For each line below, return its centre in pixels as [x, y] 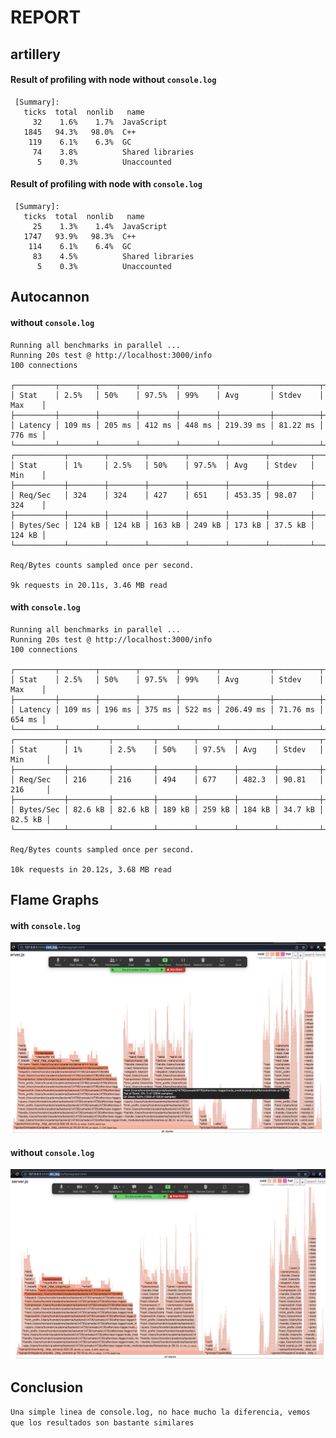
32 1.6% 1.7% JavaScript [100, 122]
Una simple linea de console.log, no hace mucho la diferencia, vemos [160, 1412]
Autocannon [50, 297]
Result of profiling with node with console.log [106, 184]
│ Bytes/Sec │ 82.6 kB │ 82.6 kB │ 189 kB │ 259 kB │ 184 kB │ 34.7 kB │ [167, 809]
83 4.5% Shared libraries [113, 256]
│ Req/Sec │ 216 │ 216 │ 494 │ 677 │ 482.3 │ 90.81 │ [167, 779]
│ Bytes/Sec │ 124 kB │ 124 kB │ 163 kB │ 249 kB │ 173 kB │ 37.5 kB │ [162, 525]
